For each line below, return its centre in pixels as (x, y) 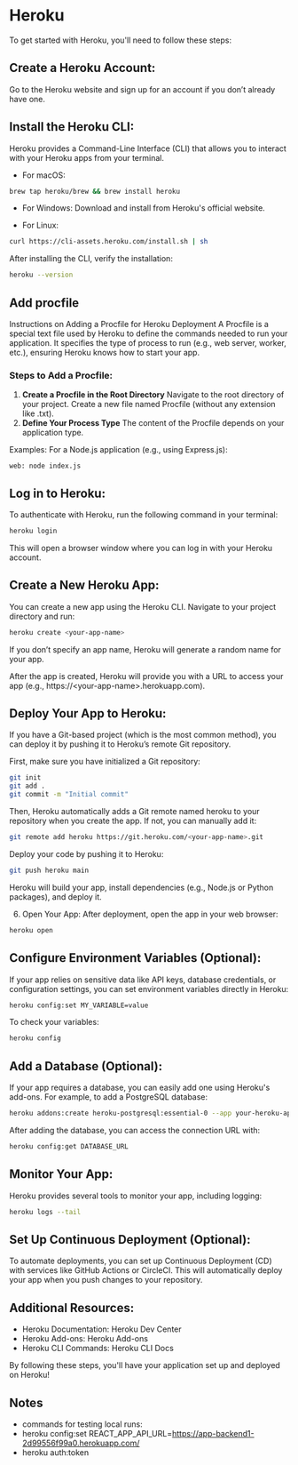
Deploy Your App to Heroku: (88, 713)
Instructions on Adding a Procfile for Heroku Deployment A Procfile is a (139, 324)
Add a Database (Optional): (86, 1066)
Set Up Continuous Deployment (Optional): (130, 1240)
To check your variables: (54, 1022)
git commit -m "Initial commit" (69, 795)
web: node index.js (45, 466)
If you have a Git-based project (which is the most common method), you (143, 735)
